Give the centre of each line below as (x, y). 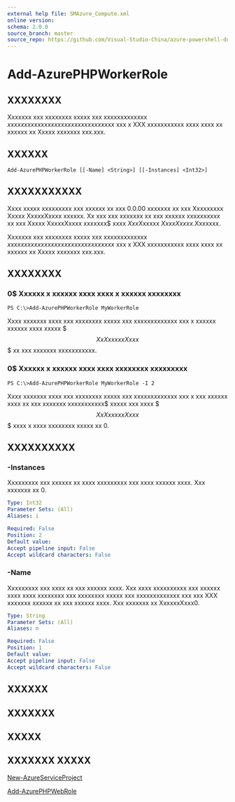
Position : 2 (24, 535)
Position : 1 (24, 648)
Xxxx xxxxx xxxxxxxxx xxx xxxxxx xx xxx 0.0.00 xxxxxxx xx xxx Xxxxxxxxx (115, 208)
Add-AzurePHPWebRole (42, 791)
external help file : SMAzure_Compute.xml (69, 14)
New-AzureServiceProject (45, 777)
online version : (31, 20)
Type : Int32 (24, 503)
